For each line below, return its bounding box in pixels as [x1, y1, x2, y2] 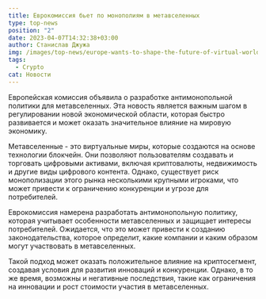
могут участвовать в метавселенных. [8, 241, 136, 251]
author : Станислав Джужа [8, 41, 90, 49]
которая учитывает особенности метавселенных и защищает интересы [8, 216, 252, 225]
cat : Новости [8, 71, 51, 79]
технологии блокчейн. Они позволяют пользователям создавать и [8, 150, 234, 159]
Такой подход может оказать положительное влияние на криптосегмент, [8, 256, 257, 266]
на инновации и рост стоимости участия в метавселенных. [8, 282, 209, 291]
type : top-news [8, 19, 59, 27]
